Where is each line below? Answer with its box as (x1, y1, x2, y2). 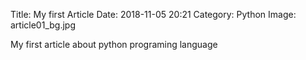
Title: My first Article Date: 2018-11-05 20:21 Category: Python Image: (10, 9, 297, 20)
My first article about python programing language (10, 39, 218, 50)
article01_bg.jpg (10, 19, 76, 31)
